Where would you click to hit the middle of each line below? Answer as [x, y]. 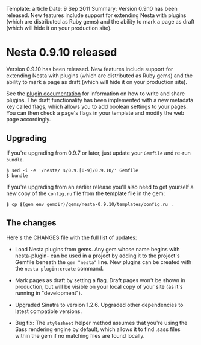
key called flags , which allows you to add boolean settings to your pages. [97, 106]
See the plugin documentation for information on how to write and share [96, 94]
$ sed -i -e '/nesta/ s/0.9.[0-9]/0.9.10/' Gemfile [72, 170]
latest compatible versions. [48, 311]
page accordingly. [29, 119]
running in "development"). [48, 293]
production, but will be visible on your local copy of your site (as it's [99, 286]
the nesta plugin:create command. [59, 268]
